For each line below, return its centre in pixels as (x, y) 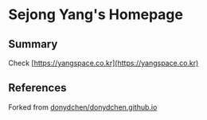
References (37, 88)
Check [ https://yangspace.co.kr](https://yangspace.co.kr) (103, 63)
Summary (33, 44)
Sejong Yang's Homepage (96, 15)
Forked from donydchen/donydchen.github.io (83, 107)
